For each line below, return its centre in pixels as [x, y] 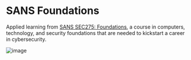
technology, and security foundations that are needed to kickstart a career [95, 33]
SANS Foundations [53, 11]
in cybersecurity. [26, 39]
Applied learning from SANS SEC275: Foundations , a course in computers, [95, 27]
